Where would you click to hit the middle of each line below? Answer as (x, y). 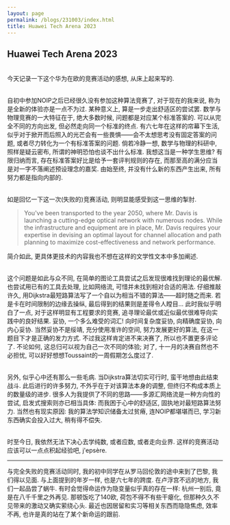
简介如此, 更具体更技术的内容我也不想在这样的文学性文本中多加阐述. (103, 256)
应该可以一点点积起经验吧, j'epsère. (57, 450)
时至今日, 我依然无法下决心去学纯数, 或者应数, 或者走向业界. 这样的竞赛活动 (113, 442)
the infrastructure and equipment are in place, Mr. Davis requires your (122, 228)
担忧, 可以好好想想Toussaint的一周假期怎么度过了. (83, 355)
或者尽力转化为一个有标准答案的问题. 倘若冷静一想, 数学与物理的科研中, (116, 143)
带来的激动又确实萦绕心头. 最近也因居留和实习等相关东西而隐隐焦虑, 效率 (115, 506)
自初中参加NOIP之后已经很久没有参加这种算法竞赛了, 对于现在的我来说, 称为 (114, 101)
